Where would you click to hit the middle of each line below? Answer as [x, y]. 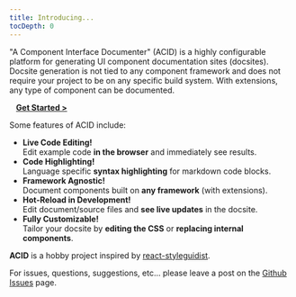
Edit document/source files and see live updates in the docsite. [140, 209]
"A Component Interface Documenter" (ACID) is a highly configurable [138, 51]
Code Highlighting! [58, 161]
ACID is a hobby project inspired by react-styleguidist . [110, 255]
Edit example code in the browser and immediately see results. [139, 152]
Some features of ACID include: [67, 125]
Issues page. [33, 282]
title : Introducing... [52, 18]
